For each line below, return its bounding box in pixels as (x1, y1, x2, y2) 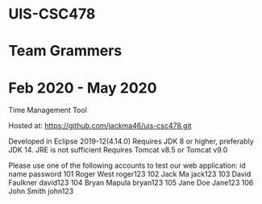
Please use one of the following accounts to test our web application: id (8, 160, 246, 170)
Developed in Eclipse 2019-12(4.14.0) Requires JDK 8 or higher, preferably (8, 136, 254, 146)
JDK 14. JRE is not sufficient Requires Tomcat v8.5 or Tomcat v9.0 (8, 145, 228, 155)
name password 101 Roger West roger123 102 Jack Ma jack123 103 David (8, 169, 252, 179)
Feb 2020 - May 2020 (8, 78, 157, 97)
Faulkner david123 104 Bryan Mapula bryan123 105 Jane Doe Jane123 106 (8, 178, 254, 188)
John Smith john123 (8, 186, 74, 196)
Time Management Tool (8, 106, 87, 115)
